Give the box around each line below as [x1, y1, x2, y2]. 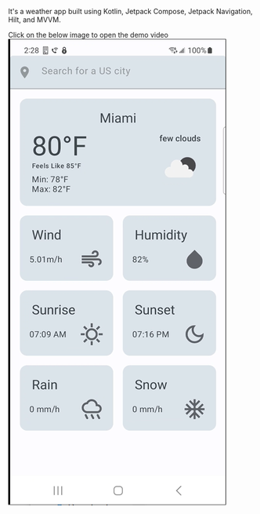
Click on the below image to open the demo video [8, 31, 168, 39]
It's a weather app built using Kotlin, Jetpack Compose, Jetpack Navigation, [8, 7, 253, 16]
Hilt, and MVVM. [8, 15, 61, 24]
